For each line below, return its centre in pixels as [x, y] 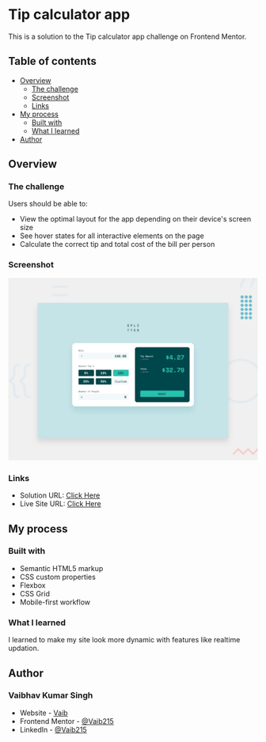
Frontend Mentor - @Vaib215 [67, 721]
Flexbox [32, 585]
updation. [24, 648]
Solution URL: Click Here [60, 495]
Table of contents [52, 61]
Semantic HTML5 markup [61, 568]
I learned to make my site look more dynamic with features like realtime [124, 640]
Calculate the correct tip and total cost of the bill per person [117, 244]
